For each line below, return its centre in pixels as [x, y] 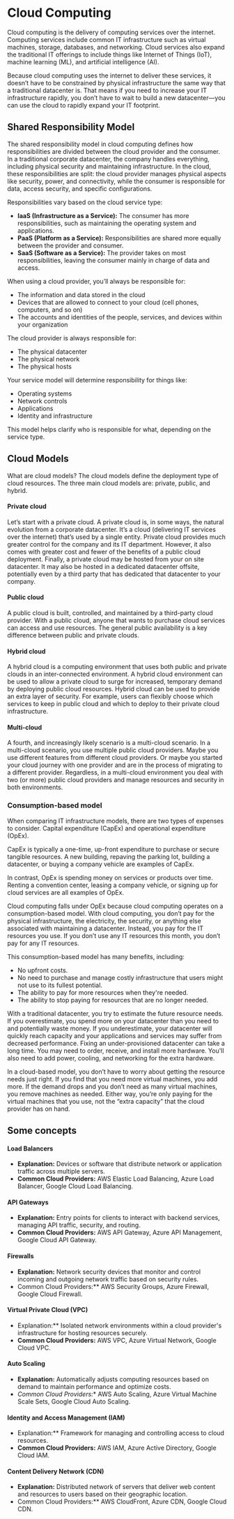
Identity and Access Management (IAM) [66, 1418]
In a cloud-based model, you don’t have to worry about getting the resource [116, 1072]
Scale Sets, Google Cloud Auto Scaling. [74, 1402]
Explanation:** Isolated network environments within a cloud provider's [119, 1325]
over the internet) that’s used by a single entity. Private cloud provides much [117, 537]
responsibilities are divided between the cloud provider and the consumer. [114, 151]
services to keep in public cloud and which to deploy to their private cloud [114, 704]
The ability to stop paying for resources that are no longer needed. [113, 1000]
